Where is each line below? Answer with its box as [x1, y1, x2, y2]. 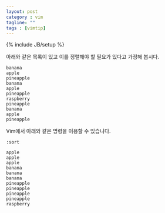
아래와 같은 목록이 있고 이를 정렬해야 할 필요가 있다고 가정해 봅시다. [6, 54, 160, 61]
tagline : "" [6, 19, 35, 25]
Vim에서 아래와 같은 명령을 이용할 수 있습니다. [6, 128, 111, 135]
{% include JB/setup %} [6, 41, 65, 48]
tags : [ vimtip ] [6, 25, 46, 31]
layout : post [6, 8, 38, 15]
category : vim [6, 14, 43, 20]
